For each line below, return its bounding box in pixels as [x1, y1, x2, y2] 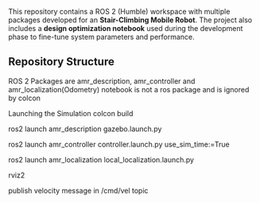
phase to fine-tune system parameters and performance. [8, 32, 195, 41]
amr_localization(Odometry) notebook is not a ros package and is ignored [8, 84, 250, 94]
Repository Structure [8, 55, 115, 68]
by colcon [8, 93, 41, 103]
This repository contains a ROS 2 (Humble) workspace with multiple [8, 7, 231, 16]
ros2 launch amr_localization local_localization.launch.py [8, 154, 195, 164]
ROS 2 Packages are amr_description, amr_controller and [8, 76, 196, 86]
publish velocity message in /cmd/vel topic [8, 185, 149, 195]
